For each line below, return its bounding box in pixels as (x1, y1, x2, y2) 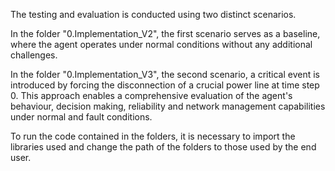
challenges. (10, 49, 58, 61)
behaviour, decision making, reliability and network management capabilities (10, 100, 326, 112)
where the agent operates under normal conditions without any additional (10, 39, 313, 50)
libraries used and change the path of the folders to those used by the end (10, 141, 317, 153)
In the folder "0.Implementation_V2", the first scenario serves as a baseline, (10, 28, 321, 39)
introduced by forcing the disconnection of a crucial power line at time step (10, 79, 320, 91)
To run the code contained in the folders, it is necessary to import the (10, 130, 296, 142)
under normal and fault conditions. (10, 111, 153, 123)
